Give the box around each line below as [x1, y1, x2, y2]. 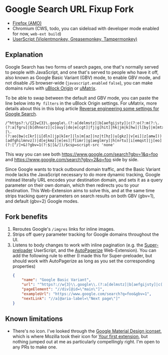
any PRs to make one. [12, 344, 57, 350]
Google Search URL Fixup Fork [5, 4, 134, 15]
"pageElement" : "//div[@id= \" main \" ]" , [21, 287, 105, 292]
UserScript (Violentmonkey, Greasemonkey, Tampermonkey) [12, 36, 137, 42]
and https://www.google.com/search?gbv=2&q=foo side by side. [5, 156, 139, 162]
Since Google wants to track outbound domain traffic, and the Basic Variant [5, 166, 161, 172]
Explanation [5, 51, 43, 59]
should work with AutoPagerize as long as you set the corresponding [12, 258, 155, 264]
